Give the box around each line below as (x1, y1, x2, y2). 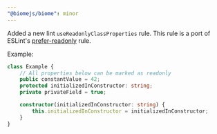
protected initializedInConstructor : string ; (19, 82, 153, 90)
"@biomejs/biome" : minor (7, 10, 79, 17)
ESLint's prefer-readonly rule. (7, 36, 91, 45)
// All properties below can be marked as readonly (19, 70, 171, 77)
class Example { (7, 63, 54, 70)
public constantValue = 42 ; (19, 76, 100, 83)
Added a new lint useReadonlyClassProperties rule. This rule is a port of (7, 29, 211, 37)
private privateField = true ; (19, 89, 107, 96)
